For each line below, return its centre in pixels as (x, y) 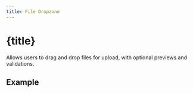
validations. (20, 63)
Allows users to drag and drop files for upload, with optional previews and (97, 57)
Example (23, 82)
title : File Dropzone (33, 12)
